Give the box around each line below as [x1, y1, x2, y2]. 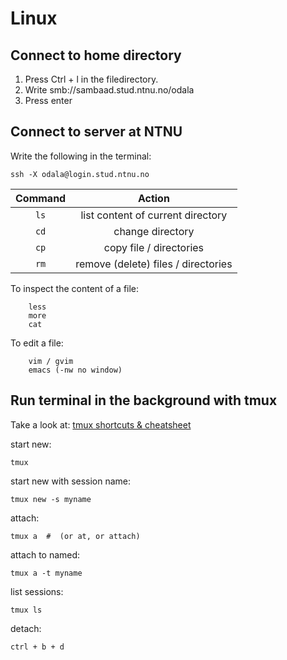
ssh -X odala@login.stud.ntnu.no [10, 169, 150, 179]
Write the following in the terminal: [10, 150, 152, 162]
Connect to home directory [10, 47, 182, 64]
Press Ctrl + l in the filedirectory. [24, 73, 159, 85]
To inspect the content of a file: [10, 282, 140, 294]
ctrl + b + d [10, 642, 65, 652]
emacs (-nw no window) [28, 365, 123, 375]
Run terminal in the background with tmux [10, 392, 278, 409]
